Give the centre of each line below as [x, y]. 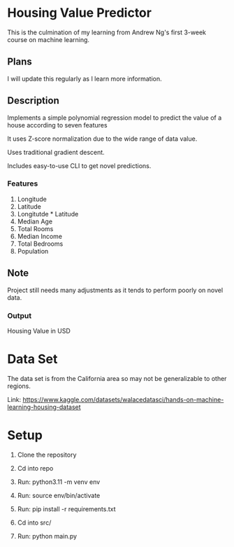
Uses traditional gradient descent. [56, 152]
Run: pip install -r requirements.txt [67, 508]
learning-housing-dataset [44, 407]
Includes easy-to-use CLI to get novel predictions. [79, 165]
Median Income [40, 236]
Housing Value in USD [39, 331]
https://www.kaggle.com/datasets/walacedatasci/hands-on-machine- [123, 399]
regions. [19, 386]
